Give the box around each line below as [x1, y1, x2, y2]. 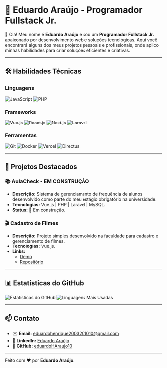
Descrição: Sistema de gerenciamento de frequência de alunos [12, 191, 143, 197]
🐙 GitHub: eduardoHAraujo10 [12, 343, 73, 349]
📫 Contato [5, 314, 40, 323]
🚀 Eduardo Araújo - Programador [5, 4, 143, 16]
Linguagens [5, 85, 35, 92]
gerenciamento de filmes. [12, 238, 65, 244]
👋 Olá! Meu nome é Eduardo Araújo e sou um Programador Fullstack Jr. [5, 31, 154, 37]
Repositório [19, 259, 44, 265]
